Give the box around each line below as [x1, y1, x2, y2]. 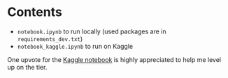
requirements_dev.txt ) [17, 34, 83, 42]
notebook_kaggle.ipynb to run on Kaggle [17, 42, 134, 50]
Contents [7, 4, 63, 20]
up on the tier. [7, 63, 48, 71]
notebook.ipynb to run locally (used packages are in [17, 27, 166, 36]
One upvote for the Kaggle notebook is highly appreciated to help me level [7, 55, 222, 63]
